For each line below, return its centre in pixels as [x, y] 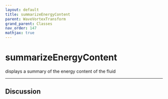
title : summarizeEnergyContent [38, 14]
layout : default [22, 10]
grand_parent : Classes [29, 24]
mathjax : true [20, 33]
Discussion [23, 92]
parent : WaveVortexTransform [35, 19]
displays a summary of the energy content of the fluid [60, 71]
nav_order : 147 [21, 28]
